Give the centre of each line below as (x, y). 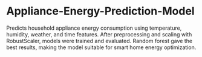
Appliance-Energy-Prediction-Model (100, 11)
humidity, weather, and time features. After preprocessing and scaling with (99, 34)
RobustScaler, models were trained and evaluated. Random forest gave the (99, 41)
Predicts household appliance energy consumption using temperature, (94, 28)
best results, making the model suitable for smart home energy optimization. (101, 47)
